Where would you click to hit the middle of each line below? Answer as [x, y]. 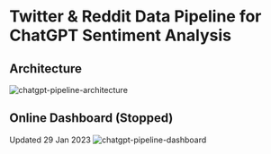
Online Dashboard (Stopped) [91, 118]
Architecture [46, 68]
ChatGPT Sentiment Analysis [121, 35]
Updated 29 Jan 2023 [50, 140]
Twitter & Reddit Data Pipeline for [135, 17]
